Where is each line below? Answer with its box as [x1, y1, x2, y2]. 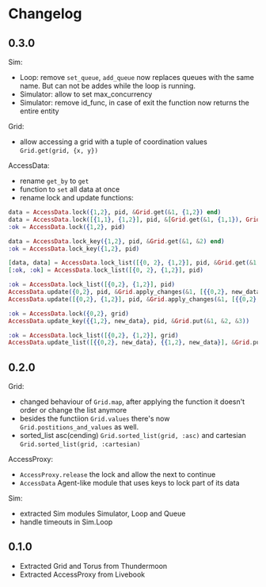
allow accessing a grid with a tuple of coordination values [19, 137, 207, 147]
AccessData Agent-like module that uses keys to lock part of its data [19, 478, 240, 488]
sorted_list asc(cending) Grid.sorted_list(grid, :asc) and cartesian [19, 431, 247, 440]
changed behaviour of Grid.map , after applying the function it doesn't [19, 397, 245, 406]
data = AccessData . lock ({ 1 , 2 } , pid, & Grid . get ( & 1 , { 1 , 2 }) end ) [8, 208, 222, 216]
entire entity [19, 106, 59, 116]
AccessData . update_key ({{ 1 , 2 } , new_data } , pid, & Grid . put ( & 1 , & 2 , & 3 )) [8, 317, 250, 325]
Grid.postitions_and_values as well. [19, 422, 139, 432]
